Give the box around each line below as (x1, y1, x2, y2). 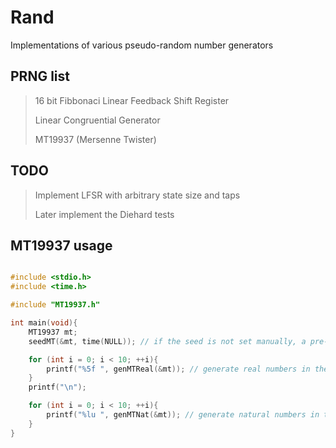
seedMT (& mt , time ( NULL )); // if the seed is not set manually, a (28, 336, 307, 346)
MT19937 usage (10, 237, 113, 254)
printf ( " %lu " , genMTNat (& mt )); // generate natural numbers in (46, 410, 320, 420)
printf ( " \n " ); (28, 382, 87, 393)
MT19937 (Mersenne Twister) (34, 133, 157, 145)
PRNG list (10, 68, 70, 85)
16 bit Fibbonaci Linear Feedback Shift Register (34, 94, 230, 106)
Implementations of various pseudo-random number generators (10, 39, 274, 51)
